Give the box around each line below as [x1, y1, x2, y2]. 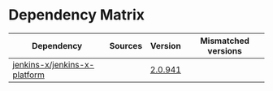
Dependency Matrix [8, 6, 145, 24]
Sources [109, 40, 143, 51]
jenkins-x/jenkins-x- [12, 58, 95, 70]
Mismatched [200, 35, 250, 46]
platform [12, 69, 45, 80]
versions [207, 45, 242, 56]
